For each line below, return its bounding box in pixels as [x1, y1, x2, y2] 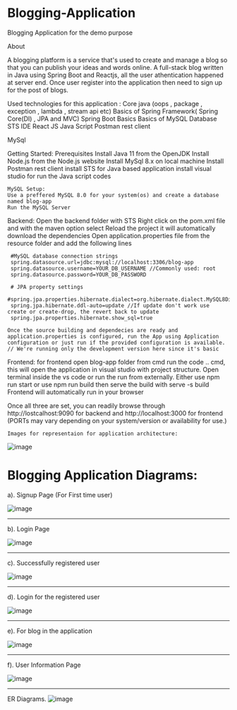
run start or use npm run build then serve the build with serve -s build [7, 380, 209, 389]
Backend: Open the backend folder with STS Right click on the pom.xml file [7, 216, 226, 225]
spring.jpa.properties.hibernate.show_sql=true [10, 314, 153, 321]
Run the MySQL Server [7, 203, 71, 211]
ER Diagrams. [7, 694, 47, 703]
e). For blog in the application [7, 627, 93, 635]
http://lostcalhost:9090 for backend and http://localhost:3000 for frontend [7, 408, 224, 418]
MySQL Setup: [7, 185, 46, 192]
